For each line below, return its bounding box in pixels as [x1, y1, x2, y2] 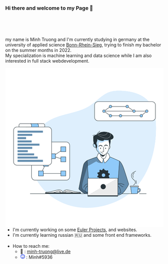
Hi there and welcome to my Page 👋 [5, 5, 94, 12]
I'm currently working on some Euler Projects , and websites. [12, 227, 137, 233]
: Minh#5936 [26, 254, 53, 260]
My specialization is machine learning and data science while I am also [5, 52, 152, 59]
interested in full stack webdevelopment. [5, 58, 90, 64]
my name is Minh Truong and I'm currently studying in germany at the [5, 36, 150, 42]
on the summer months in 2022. [5, 47, 72, 54]
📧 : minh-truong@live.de [20, 248, 71, 254]
